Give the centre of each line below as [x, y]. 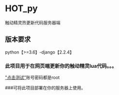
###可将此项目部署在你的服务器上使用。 [45, 88]
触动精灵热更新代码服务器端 [33, 22]
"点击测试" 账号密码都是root [32, 77]
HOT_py [21, 9]
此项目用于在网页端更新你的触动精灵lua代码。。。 [61, 66]
